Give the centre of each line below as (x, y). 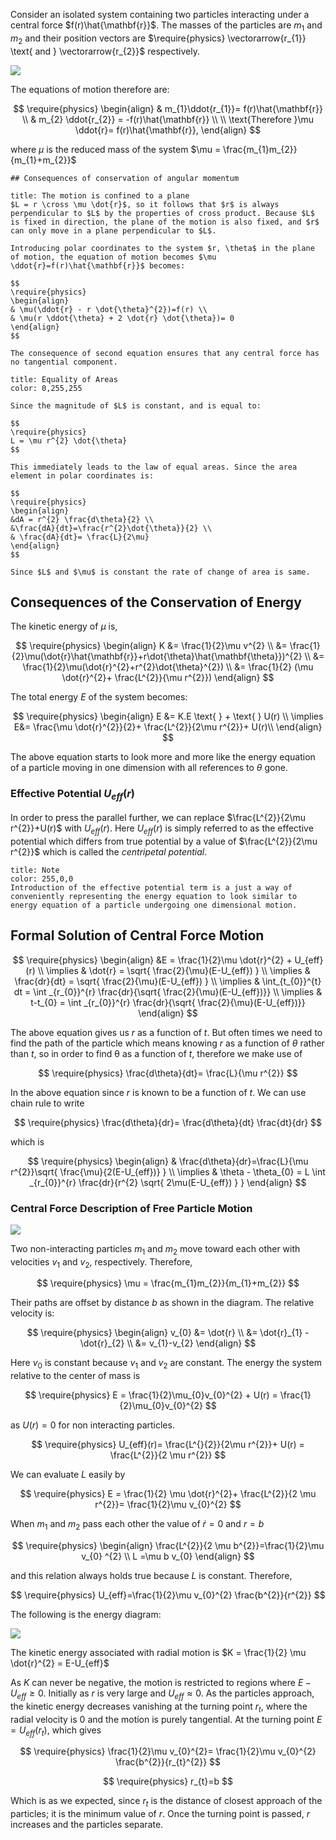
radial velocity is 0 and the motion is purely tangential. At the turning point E (166, 1719)
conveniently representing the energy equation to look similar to (154, 896)
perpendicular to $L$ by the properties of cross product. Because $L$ (162, 213)
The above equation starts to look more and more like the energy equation (163, 757)
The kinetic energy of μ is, (64, 626)
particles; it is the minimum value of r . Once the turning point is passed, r (160, 1814)
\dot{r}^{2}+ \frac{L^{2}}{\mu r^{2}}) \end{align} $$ (168, 678)
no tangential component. (64, 362)
